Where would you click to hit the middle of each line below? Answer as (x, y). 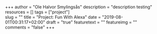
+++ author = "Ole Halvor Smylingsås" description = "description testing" (78, 7)
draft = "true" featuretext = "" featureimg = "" (92, 22)
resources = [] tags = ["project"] (37, 12)
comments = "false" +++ (30, 27)
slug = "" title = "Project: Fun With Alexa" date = (53, 17)
